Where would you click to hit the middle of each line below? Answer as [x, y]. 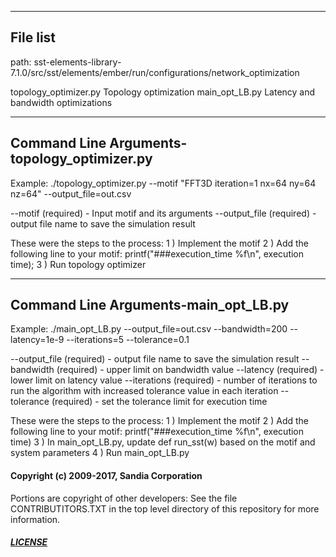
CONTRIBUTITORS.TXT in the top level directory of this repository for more [165, 508]
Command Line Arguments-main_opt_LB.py [150, 305]
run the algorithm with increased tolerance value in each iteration [144, 391]
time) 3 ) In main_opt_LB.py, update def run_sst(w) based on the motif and [163, 442]
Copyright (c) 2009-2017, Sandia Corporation [106, 476]
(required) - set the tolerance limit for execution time [159, 402]
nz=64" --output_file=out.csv [71, 193]
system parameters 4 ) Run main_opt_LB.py [100, 453]
